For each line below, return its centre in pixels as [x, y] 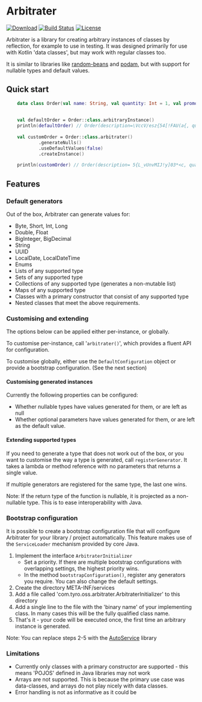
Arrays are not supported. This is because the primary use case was [100, 680]
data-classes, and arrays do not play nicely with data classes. [91, 686]
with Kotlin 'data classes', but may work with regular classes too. [86, 52]
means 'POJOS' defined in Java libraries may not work [83, 673]
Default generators [35, 201]
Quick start [28, 90]
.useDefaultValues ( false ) [71, 148]
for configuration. [28, 350]
